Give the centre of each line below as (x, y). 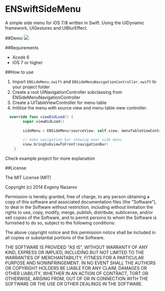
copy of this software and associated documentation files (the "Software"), (81, 202)
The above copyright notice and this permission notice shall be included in (80, 232)
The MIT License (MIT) (28, 177)
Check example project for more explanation (50, 158)
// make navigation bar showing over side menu (72, 140)
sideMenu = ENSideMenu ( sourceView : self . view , (71, 131)
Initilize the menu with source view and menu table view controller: (80, 108)
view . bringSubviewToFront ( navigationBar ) (66, 145)
